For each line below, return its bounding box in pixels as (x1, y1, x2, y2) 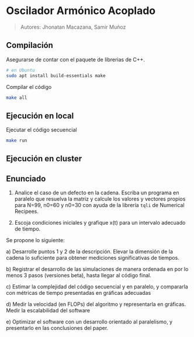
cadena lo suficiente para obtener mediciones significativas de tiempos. (6, 255, 179, 262)
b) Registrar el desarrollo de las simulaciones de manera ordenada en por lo (6, 266, 189, 273)
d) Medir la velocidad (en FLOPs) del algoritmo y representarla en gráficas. (6, 301, 186, 308)
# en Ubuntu (6, 67, 35, 73)
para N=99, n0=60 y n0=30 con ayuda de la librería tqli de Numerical (14, 202, 185, 209)
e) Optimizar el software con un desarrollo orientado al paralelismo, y (6, 318, 173, 325)
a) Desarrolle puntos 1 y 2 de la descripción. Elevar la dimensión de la (6, 248, 174, 255)
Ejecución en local (6, 111, 74, 121)
